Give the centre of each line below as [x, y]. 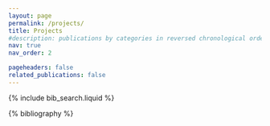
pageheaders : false [41, 68]
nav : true [25, 46]
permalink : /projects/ [46, 23]
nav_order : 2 [30, 53]
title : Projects [35, 30]
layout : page [30, 16]
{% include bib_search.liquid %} [61, 98]
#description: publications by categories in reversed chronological [127, 38]
